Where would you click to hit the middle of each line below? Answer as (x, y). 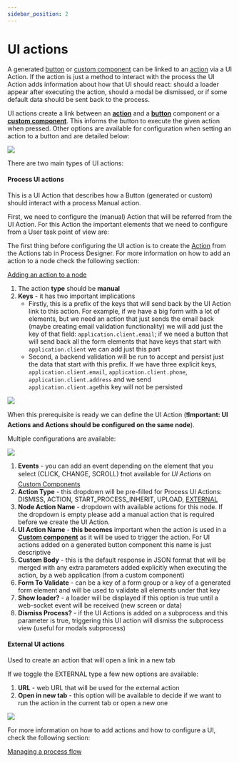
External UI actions (36, 644)
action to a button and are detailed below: (68, 135)
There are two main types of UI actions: (65, 163)
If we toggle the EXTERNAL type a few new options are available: (103, 674)
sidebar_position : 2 (38, 14)
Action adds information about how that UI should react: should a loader (113, 84)
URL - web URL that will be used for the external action (98, 687)
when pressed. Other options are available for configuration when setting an (119, 128)
